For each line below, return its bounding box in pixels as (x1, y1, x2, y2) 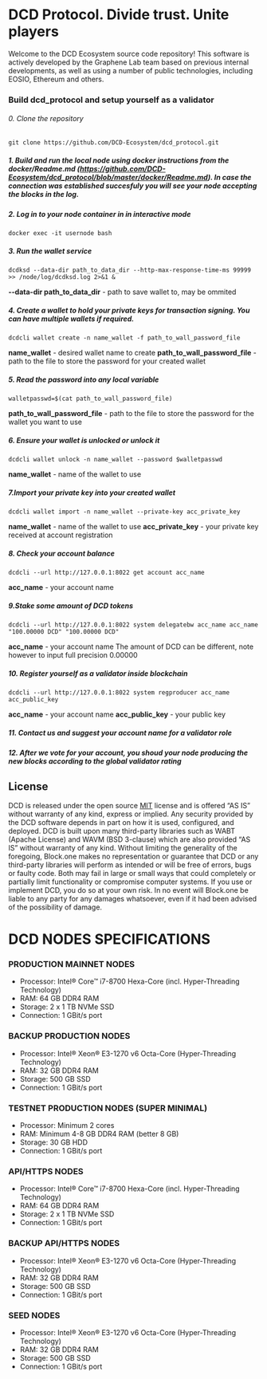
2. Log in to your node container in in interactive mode (8, 210, 191, 219)
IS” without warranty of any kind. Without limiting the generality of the (8, 843, 238, 852)
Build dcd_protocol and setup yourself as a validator (8, 94, 214, 105)
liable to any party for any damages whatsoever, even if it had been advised (8, 894, 257, 903)
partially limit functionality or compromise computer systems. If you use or (8, 877, 253, 886)
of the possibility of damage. (8, 902, 102, 912)
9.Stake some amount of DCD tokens (8, 600, 134, 611)
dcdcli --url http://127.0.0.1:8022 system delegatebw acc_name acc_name (8, 621, 259, 629)
